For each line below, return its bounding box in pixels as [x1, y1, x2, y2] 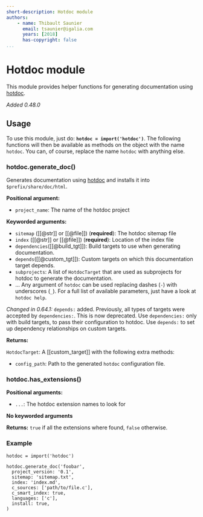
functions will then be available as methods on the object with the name [6, 141, 185, 148]
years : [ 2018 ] [22, 31, 59, 37]
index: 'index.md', [11, 479, 61, 486]
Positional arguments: [6, 389, 63, 396]
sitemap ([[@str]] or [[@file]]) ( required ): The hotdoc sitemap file [14, 230, 176, 237]
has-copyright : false [22, 37, 77, 43]
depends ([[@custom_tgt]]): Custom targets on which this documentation [14, 255, 193, 263]
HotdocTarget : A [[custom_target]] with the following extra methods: [6, 348, 175, 356]
